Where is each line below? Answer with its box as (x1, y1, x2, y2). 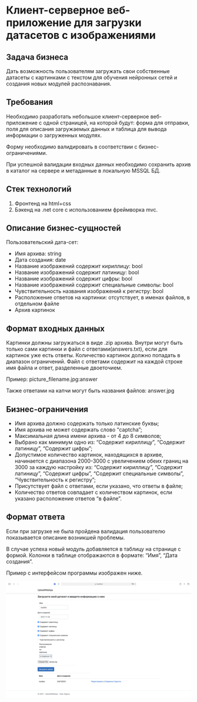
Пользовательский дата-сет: (6, 239, 79, 246)
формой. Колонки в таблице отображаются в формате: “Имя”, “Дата (6, 552, 178, 559)
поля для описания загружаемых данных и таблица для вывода (6, 125, 167, 133)
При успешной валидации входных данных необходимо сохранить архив (6, 160, 191, 168)
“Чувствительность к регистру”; (14, 476, 96, 483)
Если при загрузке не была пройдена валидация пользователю (6, 528, 166, 535)
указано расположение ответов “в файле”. (14, 495, 122, 502)
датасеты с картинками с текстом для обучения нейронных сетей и (6, 74, 178, 81)
